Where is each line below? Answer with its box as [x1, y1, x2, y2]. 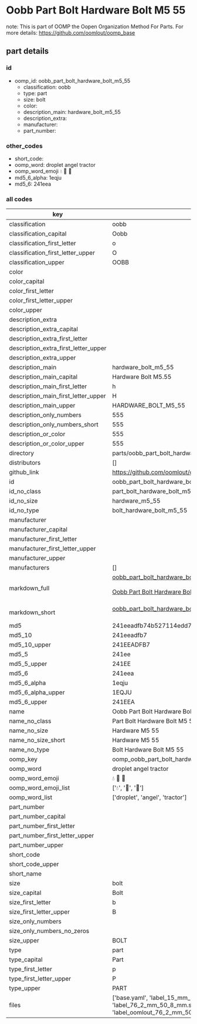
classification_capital [9, 230, 67, 238]
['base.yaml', [112, 993, 148, 1002]
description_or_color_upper [9, 440, 84, 448]
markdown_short [9, 608, 56, 617]
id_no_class [9, 487, 41, 496]
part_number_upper [9, 841, 64, 849]
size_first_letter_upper [9, 908, 70, 916]
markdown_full [9, 584, 50, 592]
